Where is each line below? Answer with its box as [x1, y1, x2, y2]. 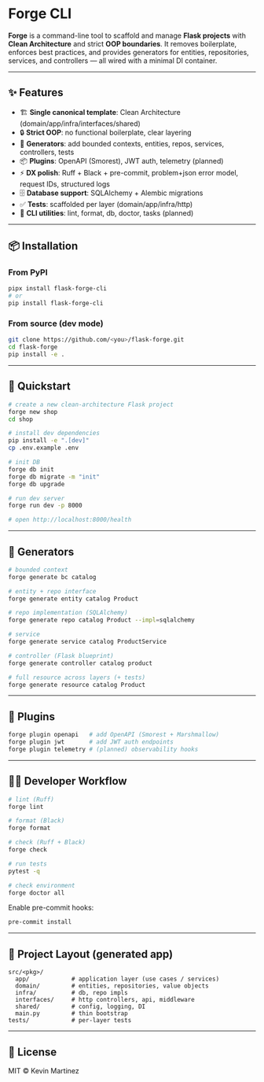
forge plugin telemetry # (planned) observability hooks [8, 745, 199, 754]
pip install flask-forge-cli [8, 300, 104, 308]
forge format [8, 824, 51, 833]
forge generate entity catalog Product [8, 595, 139, 603]
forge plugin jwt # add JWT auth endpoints [8, 738, 174, 746]
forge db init [8, 465, 55, 473]
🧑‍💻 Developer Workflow [8, 774, 127, 788]
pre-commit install [8, 918, 72, 926]
